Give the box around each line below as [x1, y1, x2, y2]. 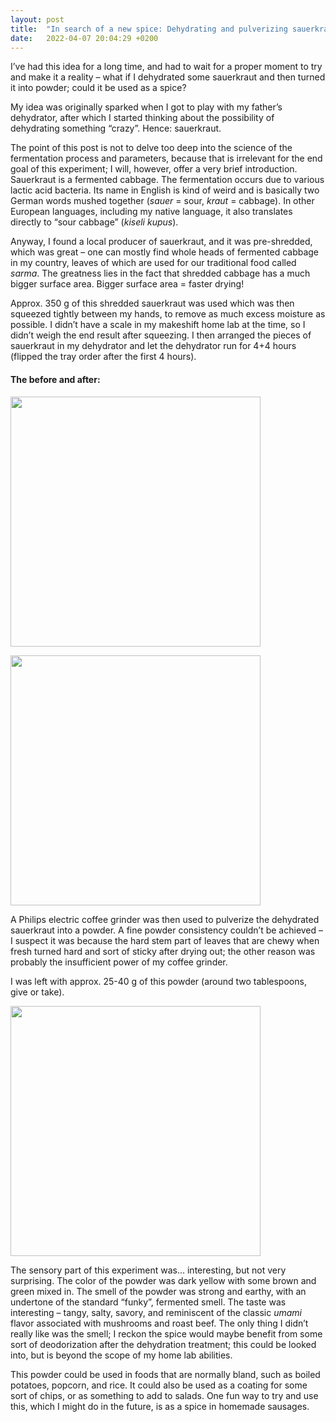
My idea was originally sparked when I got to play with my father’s [10, 101, 283, 113]
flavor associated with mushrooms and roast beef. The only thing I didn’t [10, 1317, 309, 1329]
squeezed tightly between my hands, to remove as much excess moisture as [10, 308, 326, 320]
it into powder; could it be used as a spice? [10, 82, 187, 94]
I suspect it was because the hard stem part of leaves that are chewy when [10, 934, 320, 946]
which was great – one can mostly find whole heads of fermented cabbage [10, 246, 320, 258]
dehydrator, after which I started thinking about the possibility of [10, 112, 275, 124]
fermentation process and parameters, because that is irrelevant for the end [10, 152, 323, 165]
